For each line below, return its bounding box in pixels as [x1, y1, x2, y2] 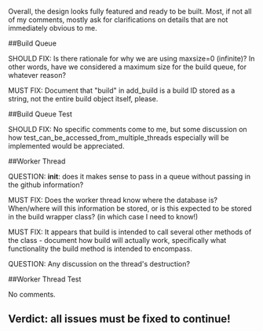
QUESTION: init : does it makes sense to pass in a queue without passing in [8, 172, 251, 181]
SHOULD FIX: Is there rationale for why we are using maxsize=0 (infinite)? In [8, 54, 255, 63]
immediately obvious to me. [8, 24, 97, 32]
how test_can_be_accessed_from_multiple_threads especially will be [8, 133, 229, 142]
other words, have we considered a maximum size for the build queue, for [8, 62, 247, 72]
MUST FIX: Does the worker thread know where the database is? [8, 196, 218, 204]
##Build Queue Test [8, 109, 73, 119]
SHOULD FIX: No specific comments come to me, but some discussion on [8, 125, 247, 134]
